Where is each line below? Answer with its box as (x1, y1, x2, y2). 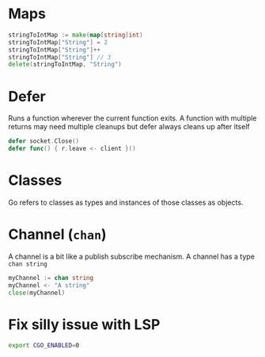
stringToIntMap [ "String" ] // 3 (8, 53, 112, 61)
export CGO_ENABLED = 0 (8, 342, 80, 350)
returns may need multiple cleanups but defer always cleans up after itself (8, 122, 251, 132)
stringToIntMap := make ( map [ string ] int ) (8, 31, 144, 39)
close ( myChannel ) (8, 289, 66, 297)
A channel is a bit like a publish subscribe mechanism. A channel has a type (8, 251, 256, 261)
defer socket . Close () (8, 137, 80, 145)
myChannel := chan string (8, 274, 93, 282)
